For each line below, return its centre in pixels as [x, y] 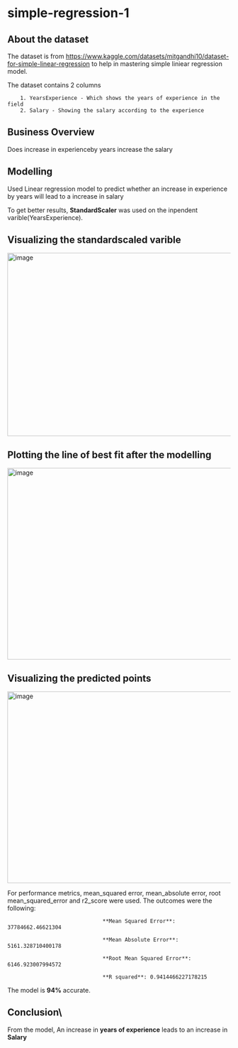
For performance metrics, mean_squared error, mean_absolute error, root [114, 893]
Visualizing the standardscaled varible [94, 240]
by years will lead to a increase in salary [66, 196]
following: [22, 908]
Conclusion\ [35, 1013]
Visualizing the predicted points [79, 678]
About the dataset [48, 39]
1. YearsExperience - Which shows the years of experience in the [120, 98]
